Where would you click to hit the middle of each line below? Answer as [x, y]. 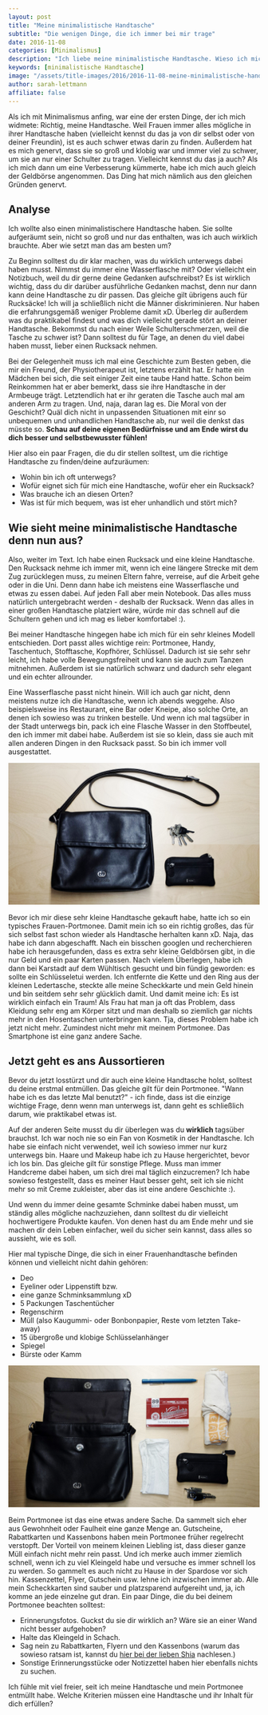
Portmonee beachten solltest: [57, 1605]
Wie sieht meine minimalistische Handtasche [123, 528]
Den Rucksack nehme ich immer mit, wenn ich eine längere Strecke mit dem [133, 568]
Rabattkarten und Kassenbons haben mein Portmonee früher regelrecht [126, 1537]
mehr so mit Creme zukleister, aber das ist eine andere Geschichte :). [122, 1189]
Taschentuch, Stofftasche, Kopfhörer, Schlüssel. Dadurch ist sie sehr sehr [130, 652]
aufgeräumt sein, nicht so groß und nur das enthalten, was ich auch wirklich [133, 237]
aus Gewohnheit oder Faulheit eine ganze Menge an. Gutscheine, [116, 1528]
